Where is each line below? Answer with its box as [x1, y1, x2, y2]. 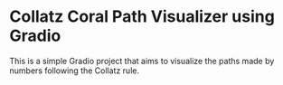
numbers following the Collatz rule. [9, 65, 140, 76]
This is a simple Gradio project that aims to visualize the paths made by [9, 55, 275, 66]
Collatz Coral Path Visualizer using [9, 6, 276, 27]
